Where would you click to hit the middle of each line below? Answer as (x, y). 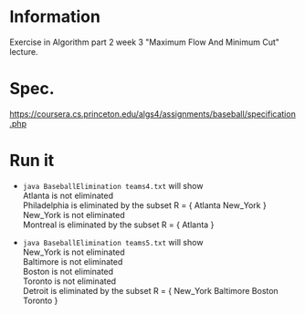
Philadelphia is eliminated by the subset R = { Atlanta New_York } (144, 205)
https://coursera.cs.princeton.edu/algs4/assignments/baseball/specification (153, 114)
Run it (32, 161)
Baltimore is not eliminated (73, 261)
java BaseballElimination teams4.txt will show (113, 185)
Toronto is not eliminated (69, 281)
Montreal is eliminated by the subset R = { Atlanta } (118, 225)
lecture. (24, 51)
